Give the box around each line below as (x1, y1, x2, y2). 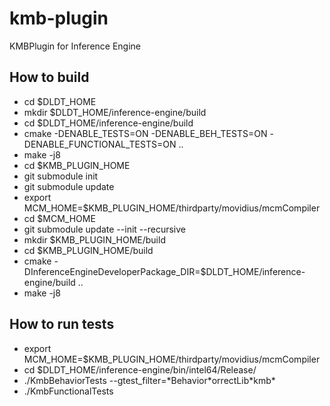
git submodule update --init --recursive (23, 223, 186, 235)
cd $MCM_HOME (23, 212, 96, 224)
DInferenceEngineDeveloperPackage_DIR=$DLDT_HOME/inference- (23, 265, 306, 277)
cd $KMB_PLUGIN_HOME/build (23, 244, 154, 256)
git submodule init (23, 170, 99, 182)
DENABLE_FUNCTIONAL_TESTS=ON (23, 138, 177, 150)
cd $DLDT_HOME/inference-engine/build (23, 117, 194, 129)
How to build (9, 69, 90, 86)
